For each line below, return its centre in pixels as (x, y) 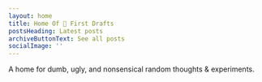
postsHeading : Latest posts (56, 31)
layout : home (30, 16)
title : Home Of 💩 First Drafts (61, 24)
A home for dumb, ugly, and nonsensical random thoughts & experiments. (131, 69)
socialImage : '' (36, 46)
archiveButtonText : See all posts (67, 39)
